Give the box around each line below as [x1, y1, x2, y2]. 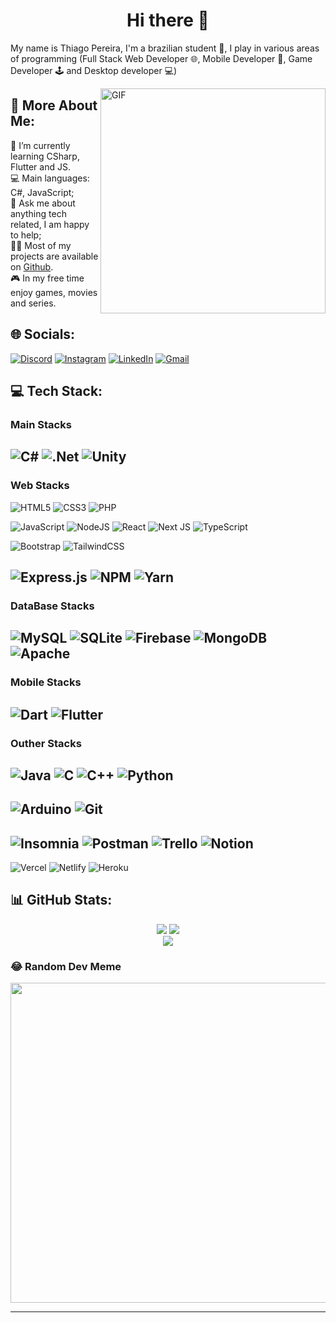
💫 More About [10, 97, 98, 114]
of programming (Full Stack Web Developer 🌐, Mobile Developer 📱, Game [10, 52, 313, 64]
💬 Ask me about [10, 197, 76, 209]
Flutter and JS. [10, 160, 71, 173]
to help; [10, 229, 42, 241]
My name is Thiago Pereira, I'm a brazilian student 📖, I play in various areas [10, 42, 320, 54]
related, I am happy [10, 218, 90, 230]
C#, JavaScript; [10, 186, 75, 198]
